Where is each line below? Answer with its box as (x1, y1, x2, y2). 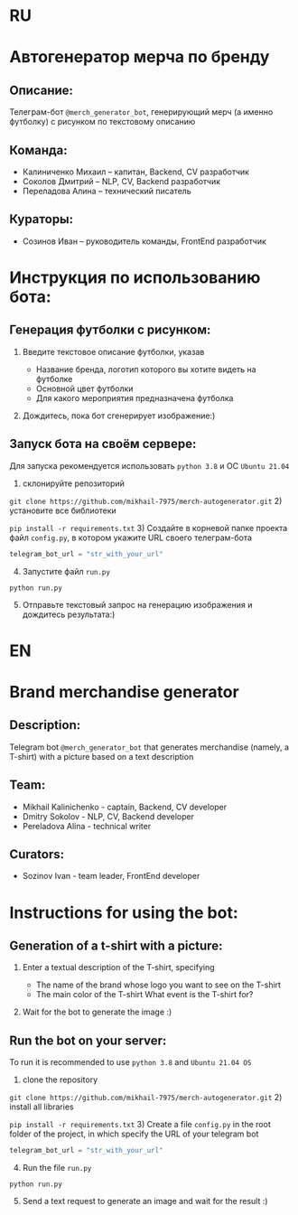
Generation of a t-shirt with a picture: (9, 938, 223, 953)
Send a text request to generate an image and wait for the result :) (22, 1196, 268, 1206)
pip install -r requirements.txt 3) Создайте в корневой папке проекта (9, 522, 288, 533)
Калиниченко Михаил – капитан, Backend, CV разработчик (22, 166, 250, 177)
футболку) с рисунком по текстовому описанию (9, 117, 196, 127)
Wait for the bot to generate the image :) (22, 1006, 172, 1017)
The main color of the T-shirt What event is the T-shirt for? (35, 989, 254, 1000)
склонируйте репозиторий (22, 478, 125, 489)
